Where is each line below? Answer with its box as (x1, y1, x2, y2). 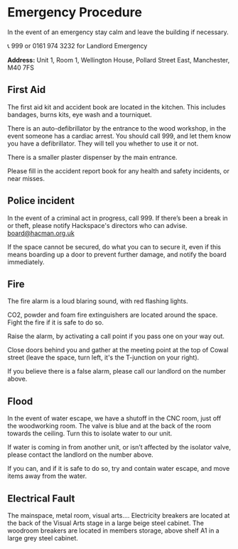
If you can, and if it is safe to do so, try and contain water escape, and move (7, 464, 230, 473)
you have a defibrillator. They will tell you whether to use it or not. (7, 139, 199, 148)
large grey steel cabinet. (7, 534, 78, 542)
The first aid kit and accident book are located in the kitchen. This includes (7, 102, 226, 111)
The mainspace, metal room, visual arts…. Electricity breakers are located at (7, 511, 230, 519)
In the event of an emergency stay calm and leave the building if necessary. (7, 28, 229, 36)
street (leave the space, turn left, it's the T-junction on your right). (7, 353, 200, 362)
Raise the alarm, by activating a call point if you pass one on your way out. (7, 332, 225, 341)
